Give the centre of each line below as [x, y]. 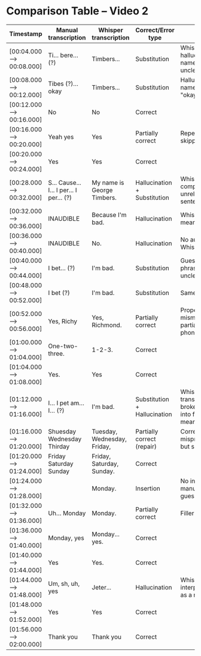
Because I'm [109, 215]
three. [56, 353]
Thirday [59, 446]
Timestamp [26, 34]
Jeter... [102, 587]
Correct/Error [155, 30]
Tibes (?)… [63, 83]
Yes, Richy [63, 321]
